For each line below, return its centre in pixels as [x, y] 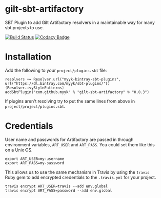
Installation [28, 57]
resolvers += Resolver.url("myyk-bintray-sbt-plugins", [63, 79]
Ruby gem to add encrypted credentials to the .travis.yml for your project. [80, 177]
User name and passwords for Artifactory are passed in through [69, 139]
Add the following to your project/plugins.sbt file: [56, 70]
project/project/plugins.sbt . [35, 106]
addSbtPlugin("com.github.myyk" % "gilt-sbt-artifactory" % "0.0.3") [77, 92]
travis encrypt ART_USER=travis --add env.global [57, 186]
